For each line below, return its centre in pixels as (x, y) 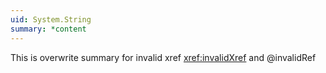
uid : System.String (51, 19)
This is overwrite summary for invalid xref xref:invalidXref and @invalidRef (163, 57)
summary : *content (48, 29)
